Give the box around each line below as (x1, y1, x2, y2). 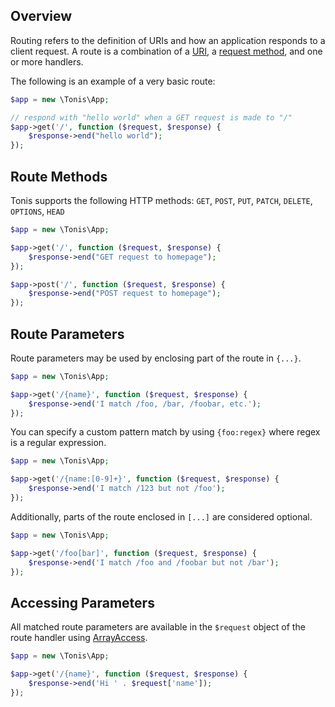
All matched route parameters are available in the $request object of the (10, 621, 306, 633)
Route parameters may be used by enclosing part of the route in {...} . (10, 352, 302, 364)
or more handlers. (10, 55, 84, 68)
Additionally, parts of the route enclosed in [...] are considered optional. (10, 510, 313, 523)
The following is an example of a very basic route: (10, 75, 216, 87)
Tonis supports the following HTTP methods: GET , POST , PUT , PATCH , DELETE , (10, 195, 313, 206)
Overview (10, 8, 73, 25)
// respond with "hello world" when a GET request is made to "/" (10, 112, 293, 123)
